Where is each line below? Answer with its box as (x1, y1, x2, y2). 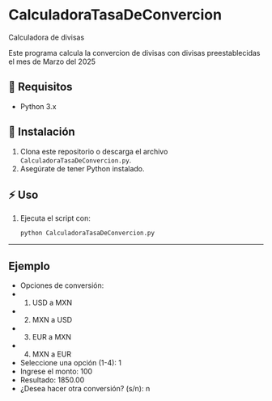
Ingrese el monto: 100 (19, 366, 93, 377)
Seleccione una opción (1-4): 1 (19, 358, 122, 368)
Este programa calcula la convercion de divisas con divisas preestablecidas (8, 48, 261, 57)
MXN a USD (32, 315, 73, 325)
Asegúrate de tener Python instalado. (19, 163, 145, 173)
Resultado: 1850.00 (19, 375, 85, 385)
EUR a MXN (32, 332, 71, 342)
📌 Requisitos (8, 80, 73, 94)
